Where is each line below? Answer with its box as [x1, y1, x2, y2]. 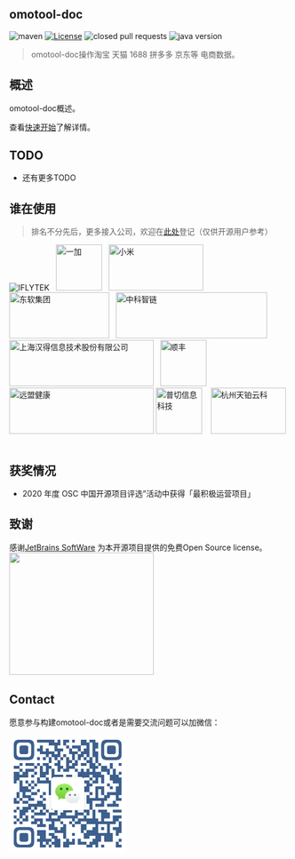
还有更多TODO [21, 172, 76, 183]
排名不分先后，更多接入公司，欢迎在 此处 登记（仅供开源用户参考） [30, 227, 273, 237]
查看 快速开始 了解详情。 [9, 122, 95, 132]
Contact [9, 692, 55, 707]
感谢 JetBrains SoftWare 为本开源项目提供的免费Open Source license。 [9, 542, 267, 553]
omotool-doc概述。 [9, 102, 81, 114]
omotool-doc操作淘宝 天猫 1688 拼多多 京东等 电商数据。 [30, 49, 240, 60]
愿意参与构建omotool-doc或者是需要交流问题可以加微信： [9, 717, 220, 728]
